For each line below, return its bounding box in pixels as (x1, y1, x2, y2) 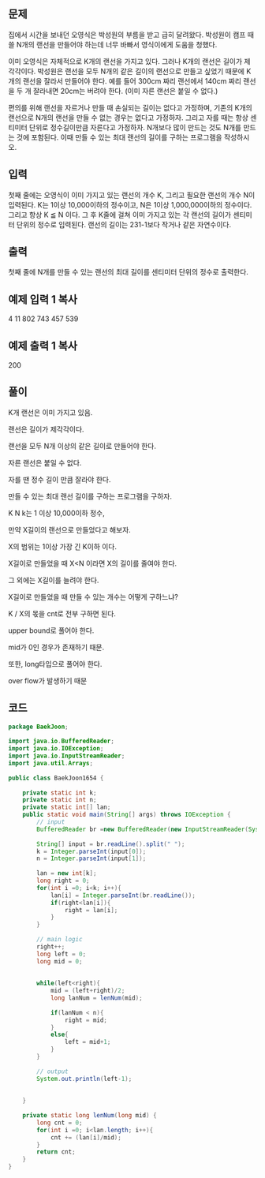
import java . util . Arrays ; (8, 760, 93, 768)
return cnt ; (36, 1148, 77, 1156)
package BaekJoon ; (8, 723, 69, 731)
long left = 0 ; (36, 950, 87, 958)
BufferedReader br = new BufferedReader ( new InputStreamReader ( (36, 825, 248, 833)
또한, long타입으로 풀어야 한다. (8, 659, 103, 668)
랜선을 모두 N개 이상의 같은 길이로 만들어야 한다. (8, 441, 156, 451)
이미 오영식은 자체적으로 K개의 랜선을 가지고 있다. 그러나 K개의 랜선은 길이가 (8, 56, 243, 65)
